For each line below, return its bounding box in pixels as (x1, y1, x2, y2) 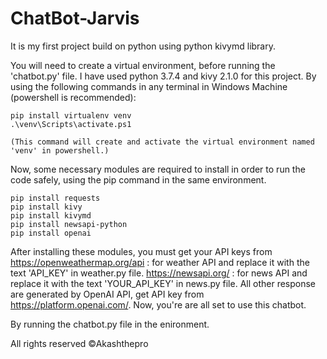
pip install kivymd (10, 210, 92, 221)
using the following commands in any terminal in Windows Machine (10, 80, 288, 92)
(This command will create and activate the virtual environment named (10, 137, 315, 147)
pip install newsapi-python (10, 219, 128, 229)
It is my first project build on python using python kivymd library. (10, 40, 276, 52)
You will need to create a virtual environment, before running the (10, 59, 276, 71)
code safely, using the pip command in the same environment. (10, 173, 267, 186)
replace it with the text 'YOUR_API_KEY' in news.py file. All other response (10, 277, 317, 289)
